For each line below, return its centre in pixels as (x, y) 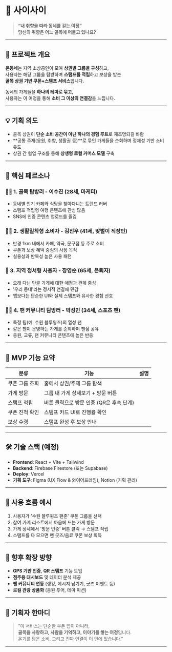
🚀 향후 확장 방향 (29, 557)
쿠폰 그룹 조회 (24, 383)
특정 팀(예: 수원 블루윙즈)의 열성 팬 (47, 322)
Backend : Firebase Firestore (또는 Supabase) (60, 468)
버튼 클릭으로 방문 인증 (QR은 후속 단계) (89, 402)
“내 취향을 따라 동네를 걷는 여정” (50, 26)
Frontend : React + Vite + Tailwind (48, 462)
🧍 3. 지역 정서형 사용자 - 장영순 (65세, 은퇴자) (58, 271)
